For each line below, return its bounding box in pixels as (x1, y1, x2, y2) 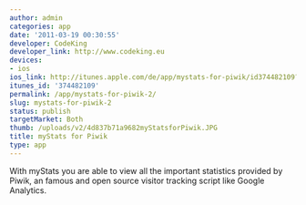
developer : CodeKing (9, 38, 88, 48)
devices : (9, 56, 43, 65)
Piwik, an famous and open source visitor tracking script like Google (9, 175, 265, 186)
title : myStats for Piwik (9, 132, 107, 141)
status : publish (9, 107, 71, 116)
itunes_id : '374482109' (9, 81, 100, 90)
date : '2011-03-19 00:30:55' (9, 30, 120, 39)
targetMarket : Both (9, 115, 84, 124)
